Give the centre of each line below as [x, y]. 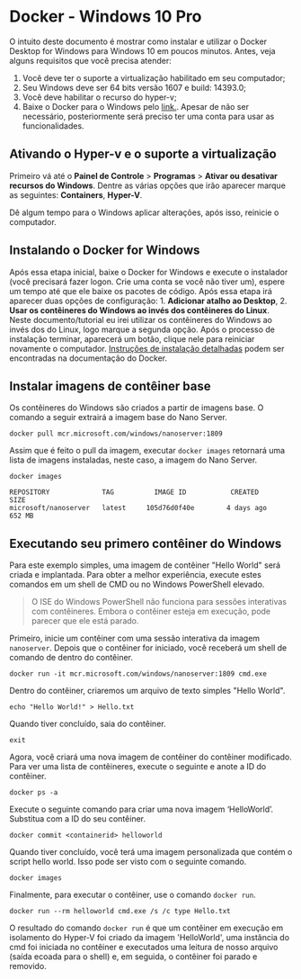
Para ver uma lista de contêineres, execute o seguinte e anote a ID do [138, 767]
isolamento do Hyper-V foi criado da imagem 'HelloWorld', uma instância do [150, 938]
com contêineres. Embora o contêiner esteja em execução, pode [151, 611]
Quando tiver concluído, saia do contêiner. [88, 724]
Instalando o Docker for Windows [105, 251]
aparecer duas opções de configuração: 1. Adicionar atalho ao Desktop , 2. [148, 301]
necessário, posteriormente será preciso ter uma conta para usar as [148, 116]
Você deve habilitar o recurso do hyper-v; [99, 97]
